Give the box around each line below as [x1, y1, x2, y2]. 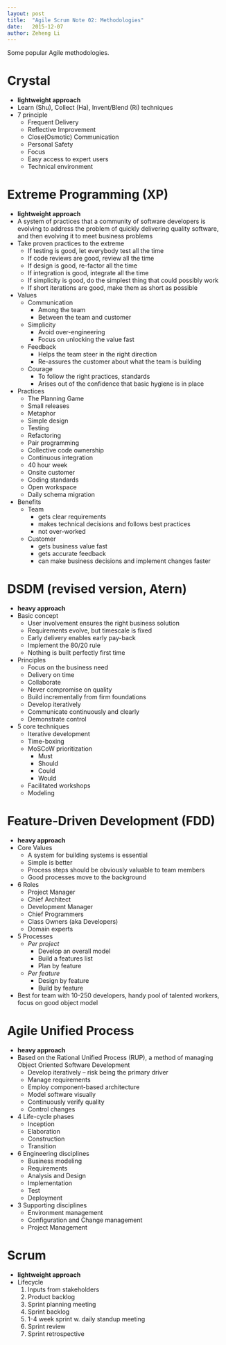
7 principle [17, 111, 48, 119]
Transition [27, 1141, 57, 1150]
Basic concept [17, 612, 59, 620]
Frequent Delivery [27, 118, 79, 127]
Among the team [37, 306, 86, 314]
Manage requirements [27, 1075, 92, 1084]
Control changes [27, 1104, 76, 1113]
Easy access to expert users [27, 155, 109, 163]
